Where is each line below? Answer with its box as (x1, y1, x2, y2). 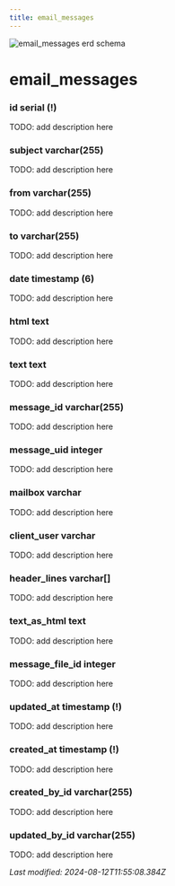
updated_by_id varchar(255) (9, 829, 136, 841)
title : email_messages (9, 13, 94, 22)
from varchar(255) (9, 187, 92, 199)
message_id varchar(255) (9, 400, 124, 413)
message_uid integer (9, 443, 103, 456)
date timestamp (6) (9, 272, 95, 285)
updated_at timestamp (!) (9, 700, 123, 713)
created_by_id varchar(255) (9, 786, 133, 799)
